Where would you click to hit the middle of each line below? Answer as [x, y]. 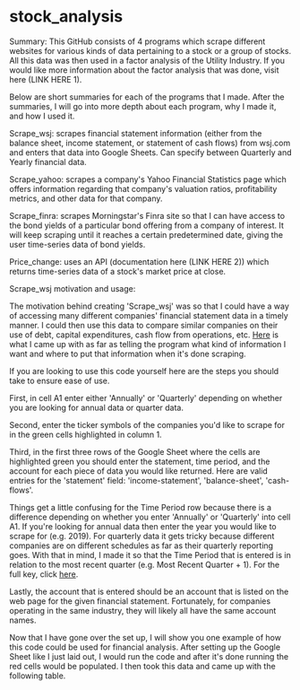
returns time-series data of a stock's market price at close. [118, 271]
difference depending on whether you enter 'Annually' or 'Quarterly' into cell [150, 517]
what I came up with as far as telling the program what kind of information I [148, 344]
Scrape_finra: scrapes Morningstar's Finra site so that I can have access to [147, 215]
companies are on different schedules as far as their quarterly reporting [141, 546]
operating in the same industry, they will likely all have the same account [143, 610]
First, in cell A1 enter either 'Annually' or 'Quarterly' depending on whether [146, 397]
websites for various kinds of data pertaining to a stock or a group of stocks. [150, 50]
